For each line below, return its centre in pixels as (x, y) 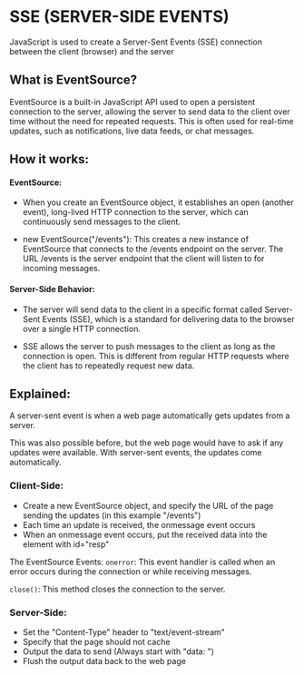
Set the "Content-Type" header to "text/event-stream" (123, 631)
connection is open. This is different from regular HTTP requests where (156, 356)
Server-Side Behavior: (52, 289)
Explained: (40, 393)
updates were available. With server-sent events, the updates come (136, 453)
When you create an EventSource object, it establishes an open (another (158, 202)
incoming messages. (61, 269)
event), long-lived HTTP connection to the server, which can (136, 212)
